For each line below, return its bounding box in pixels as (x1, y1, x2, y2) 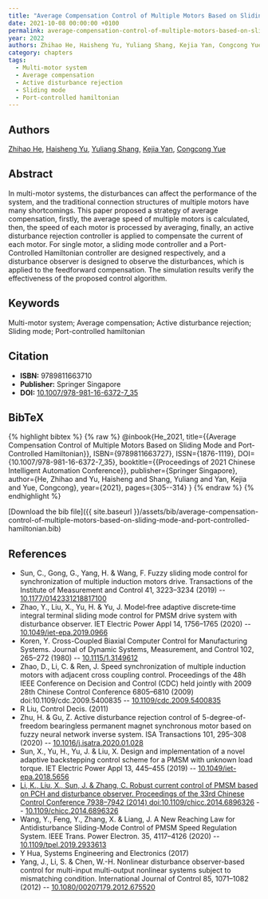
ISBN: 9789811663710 (19, 371, 93, 380)
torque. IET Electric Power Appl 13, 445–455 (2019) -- (19, 764, 197, 774)
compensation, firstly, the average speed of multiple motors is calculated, (8, 213, 250, 224)
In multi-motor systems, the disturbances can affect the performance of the (8, 189, 258, 198)
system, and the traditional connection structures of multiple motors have (8, 197, 250, 206)
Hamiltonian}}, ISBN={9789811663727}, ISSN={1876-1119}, (44, 449, 237, 459)
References (8, 547, 67, 560)
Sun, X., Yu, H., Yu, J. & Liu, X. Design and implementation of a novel (19, 746, 246, 756)
